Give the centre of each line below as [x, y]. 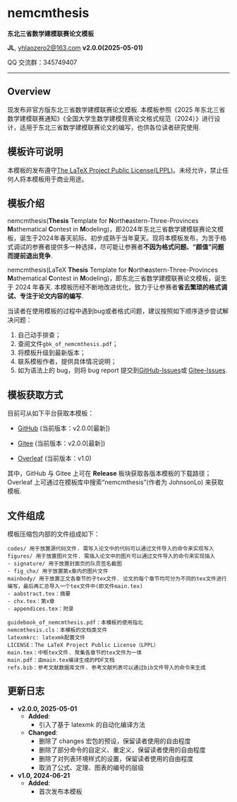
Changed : [43, 732]
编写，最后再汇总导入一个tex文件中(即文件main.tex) [75, 586]
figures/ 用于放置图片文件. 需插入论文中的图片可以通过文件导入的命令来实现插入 [111, 556]
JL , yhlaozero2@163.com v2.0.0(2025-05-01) [75, 47]
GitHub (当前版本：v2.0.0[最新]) [64, 428]
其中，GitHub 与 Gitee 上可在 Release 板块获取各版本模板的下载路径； [109, 474]
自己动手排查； [39, 335]
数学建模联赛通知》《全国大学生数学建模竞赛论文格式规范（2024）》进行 [111, 118]
